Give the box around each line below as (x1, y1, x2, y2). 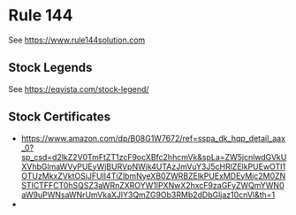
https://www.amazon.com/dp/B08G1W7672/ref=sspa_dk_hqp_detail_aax (20, 133, 286, 143)
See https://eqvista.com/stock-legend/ (8, 83, 149, 94)
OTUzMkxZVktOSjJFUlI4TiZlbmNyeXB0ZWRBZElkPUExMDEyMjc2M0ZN (20, 170, 286, 181)
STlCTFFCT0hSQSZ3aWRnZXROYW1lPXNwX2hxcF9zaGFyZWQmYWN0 (20, 180, 285, 190)
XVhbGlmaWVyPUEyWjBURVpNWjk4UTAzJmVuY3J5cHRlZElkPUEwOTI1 (20, 161, 286, 172)
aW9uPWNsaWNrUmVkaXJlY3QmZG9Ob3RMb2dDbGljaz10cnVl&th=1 (20, 189, 276, 200)
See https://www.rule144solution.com (8, 35, 146, 45)
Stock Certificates (8, 110, 111, 125)
